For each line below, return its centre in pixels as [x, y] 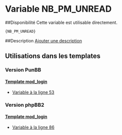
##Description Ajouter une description [43, 40]
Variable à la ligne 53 [33, 92]
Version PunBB [23, 70]
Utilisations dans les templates [53, 56]
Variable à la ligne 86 [33, 127]
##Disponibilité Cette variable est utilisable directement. [61, 22]
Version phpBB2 [25, 105]
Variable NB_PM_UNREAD [58, 9]
